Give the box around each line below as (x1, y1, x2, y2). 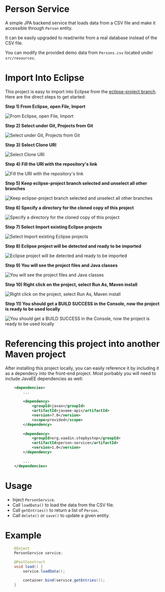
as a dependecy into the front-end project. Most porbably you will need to (5, 370, 156, 376)
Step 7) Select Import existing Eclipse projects (5, 224, 103, 230)
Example (5, 530, 42, 541)
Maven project (5, 349, 66, 360)
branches (5, 185, 26, 191)
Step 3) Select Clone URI (5, 142, 57, 148)
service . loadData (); (23, 569, 65, 574)
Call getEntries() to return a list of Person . (12, 507, 99, 513)
